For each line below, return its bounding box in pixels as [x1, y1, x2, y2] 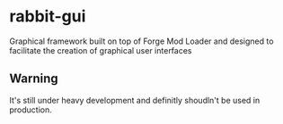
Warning [9, 71, 58, 87]
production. [9, 104, 52, 115]
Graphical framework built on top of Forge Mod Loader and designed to [9, 36, 274, 46]
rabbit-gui [9, 6, 86, 27]
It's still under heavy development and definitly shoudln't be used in [9, 95, 261, 105]
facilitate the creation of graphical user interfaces [9, 45, 192, 55]
